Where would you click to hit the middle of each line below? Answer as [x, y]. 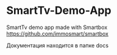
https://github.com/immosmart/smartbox [57, 33]
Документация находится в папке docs [57, 45]
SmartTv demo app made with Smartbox [57, 27]
